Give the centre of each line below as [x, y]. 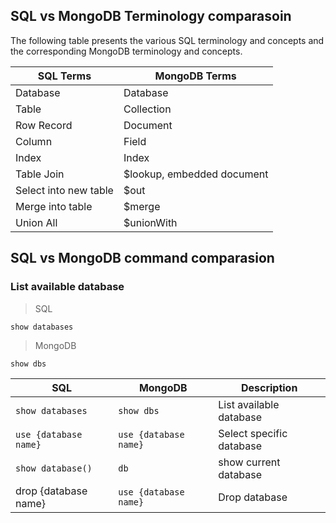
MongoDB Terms [195, 76]
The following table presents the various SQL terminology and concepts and [167, 40]
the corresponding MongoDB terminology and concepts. [126, 51]
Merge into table [54, 206]
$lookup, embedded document [196, 174]
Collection [147, 109]
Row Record [44, 125]
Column [34, 141]
